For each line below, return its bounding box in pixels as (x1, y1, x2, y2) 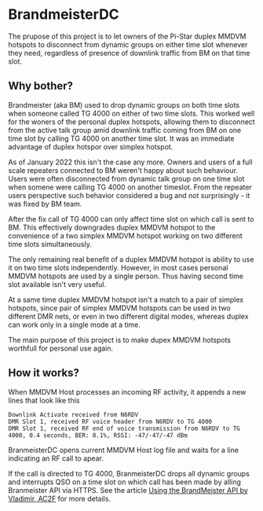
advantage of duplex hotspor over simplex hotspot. (8, 142, 174, 151)
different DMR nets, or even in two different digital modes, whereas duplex (8, 311, 249, 321)
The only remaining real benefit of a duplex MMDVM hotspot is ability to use (8, 254, 254, 264)
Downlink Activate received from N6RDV (8, 410, 139, 418)
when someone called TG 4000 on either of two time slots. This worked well (8, 108, 255, 118)
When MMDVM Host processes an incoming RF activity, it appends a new (8, 387, 247, 396)
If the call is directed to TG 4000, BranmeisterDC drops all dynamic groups (8, 469, 250, 478)
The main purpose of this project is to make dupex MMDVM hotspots (8, 335, 232, 344)
